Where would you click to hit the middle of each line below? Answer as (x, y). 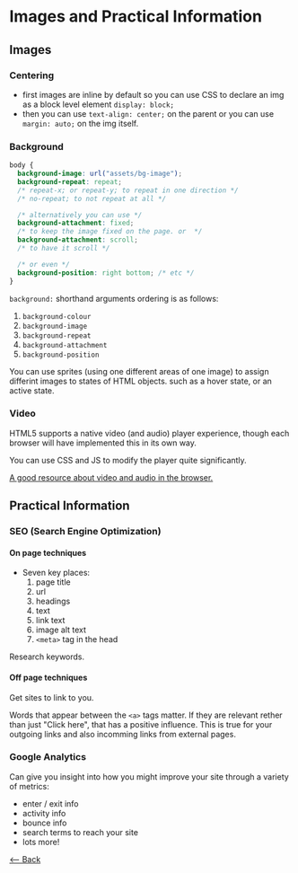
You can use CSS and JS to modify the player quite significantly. (128, 460)
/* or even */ (44, 264)
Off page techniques (48, 677)
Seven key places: (56, 573)
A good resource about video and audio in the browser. (111, 477)
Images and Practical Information (136, 17)
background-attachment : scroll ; (78, 240)
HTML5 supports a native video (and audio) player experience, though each (149, 433)
